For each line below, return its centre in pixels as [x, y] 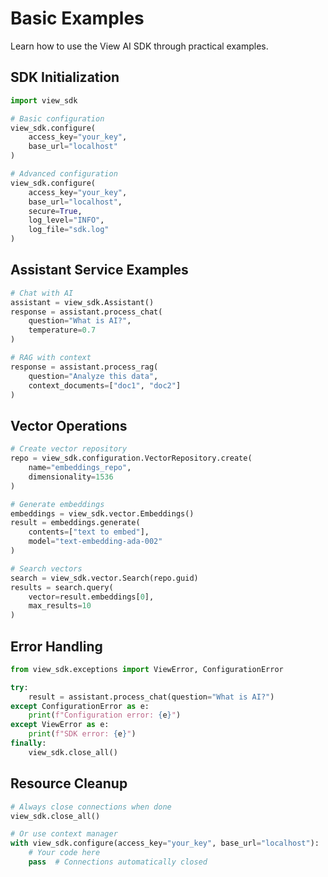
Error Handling [56, 646]
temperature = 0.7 [62, 330]
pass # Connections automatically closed [118, 862]
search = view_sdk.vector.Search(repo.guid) [104, 578]
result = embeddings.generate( [75, 523]
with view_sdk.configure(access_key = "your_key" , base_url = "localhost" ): [165, 843]
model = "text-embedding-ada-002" [95, 542]
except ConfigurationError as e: [80, 706]
